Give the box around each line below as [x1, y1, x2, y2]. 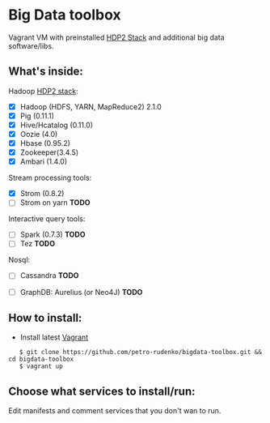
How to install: [8, 310, 82, 325]
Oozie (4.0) [19, 129, 58, 139]
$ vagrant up [19, 362, 63, 370]
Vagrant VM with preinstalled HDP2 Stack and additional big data [8, 32, 225, 42]
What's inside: [8, 65, 83, 79]
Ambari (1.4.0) [19, 156, 68, 167]
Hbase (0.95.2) [19, 139, 71, 147]
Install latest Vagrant [19, 332, 89, 342]
